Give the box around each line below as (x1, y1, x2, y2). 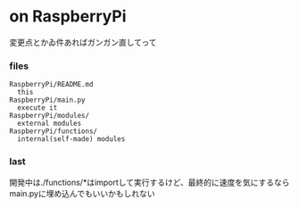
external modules (17, 119, 82, 129)
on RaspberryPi (9, 6, 127, 27)
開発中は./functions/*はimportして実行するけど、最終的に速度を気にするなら (9, 177, 290, 187)
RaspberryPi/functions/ (9, 127, 98, 136)
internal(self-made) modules (17, 135, 126, 144)
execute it (17, 104, 58, 112)
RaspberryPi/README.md (9, 80, 94, 89)
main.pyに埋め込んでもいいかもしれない (9, 187, 156, 198)
